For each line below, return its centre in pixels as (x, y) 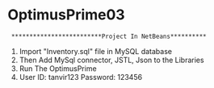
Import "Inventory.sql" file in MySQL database (96, 51)
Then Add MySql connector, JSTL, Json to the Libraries (111, 60)
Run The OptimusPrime (58, 68)
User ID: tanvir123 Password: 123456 (81, 77)
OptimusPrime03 (67, 15)
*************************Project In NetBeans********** (109, 36)
